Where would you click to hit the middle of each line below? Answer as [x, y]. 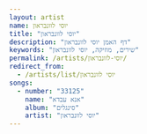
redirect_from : [37, 67]
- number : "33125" [51, 91]
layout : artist [37, 17]
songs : [21, 83]
